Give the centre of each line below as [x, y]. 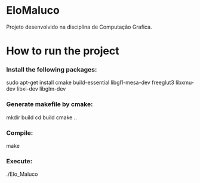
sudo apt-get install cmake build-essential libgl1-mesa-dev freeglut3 [90, 83]
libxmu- [184, 83]
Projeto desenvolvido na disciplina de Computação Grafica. [79, 27]
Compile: [20, 133]
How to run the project [63, 51]
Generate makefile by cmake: [50, 104]
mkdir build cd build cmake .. [42, 117]
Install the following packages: [52, 70]
